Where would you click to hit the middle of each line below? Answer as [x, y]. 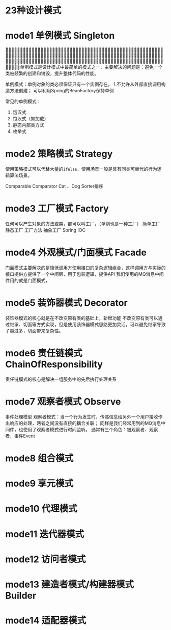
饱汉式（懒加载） [31, 119]
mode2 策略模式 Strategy [59, 154]
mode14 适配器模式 [46, 621]
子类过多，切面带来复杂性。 [34, 331]
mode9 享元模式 [39, 483]
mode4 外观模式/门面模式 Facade [76, 253]
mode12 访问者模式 [46, 559]
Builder [21, 596]
